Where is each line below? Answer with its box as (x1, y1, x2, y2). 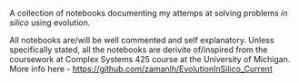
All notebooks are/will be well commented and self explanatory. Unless (9, 35, 274, 45)
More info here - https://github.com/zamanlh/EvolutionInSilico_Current (9, 63, 273, 74)
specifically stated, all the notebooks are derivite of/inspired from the (9, 44, 268, 55)
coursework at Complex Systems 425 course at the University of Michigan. (9, 54, 291, 64)
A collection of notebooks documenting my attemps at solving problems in (9, 8, 288, 18)
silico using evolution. (9, 17, 91, 28)
